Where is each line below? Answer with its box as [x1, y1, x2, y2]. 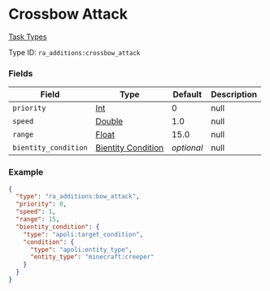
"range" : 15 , [15, 215, 60, 224]
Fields [8, 67, 33, 79]
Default [172, 89, 202, 100]
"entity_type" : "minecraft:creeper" [29, 253, 155, 261]
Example [8, 167, 44, 178]
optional [171, 142, 203, 154]
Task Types [8, 32, 47, 41]
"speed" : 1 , [15, 208, 57, 216]
